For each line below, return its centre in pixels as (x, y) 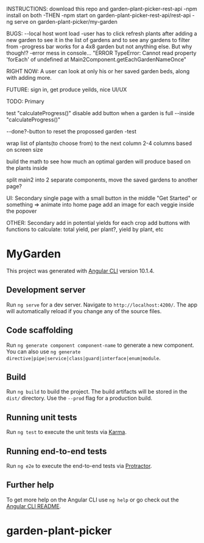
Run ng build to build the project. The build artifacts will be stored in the (97, 392)
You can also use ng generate (44, 351)
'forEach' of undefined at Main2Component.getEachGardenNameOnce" (97, 59)
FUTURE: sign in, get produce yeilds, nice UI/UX (67, 90)
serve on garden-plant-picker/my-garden (66, 22)
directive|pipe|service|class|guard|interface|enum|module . (83, 358)
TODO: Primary (25, 101)
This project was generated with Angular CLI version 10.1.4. (80, 271)
